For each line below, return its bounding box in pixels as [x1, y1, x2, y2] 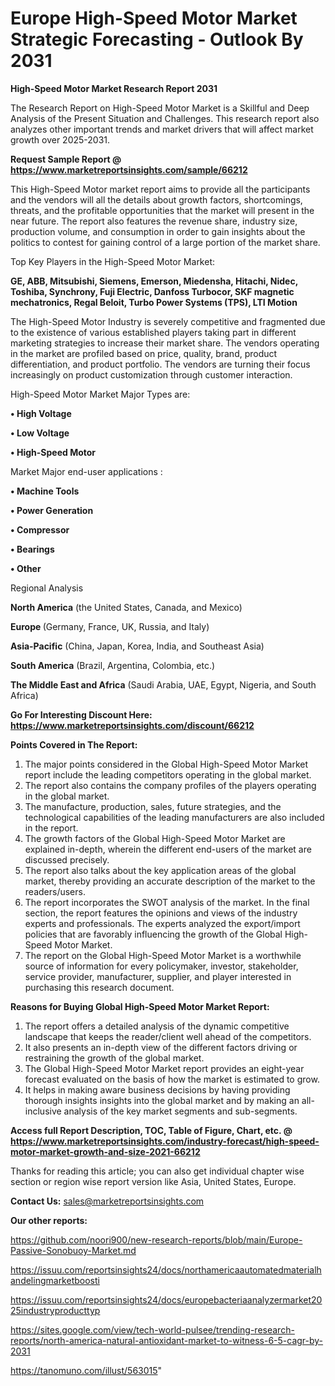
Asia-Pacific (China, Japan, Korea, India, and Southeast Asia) [10, 640, 265, 652]
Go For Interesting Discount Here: [10, 708, 153, 721]
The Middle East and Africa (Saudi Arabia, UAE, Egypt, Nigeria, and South [10, 678, 317, 691]
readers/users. [24, 885, 86, 897]
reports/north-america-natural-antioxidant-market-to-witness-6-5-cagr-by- [10, 1334, 324, 1346]
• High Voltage [10, 407, 72, 419]
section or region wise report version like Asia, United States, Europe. [10, 1175, 297, 1187]
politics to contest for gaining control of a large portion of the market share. [10, 236, 321, 248]
